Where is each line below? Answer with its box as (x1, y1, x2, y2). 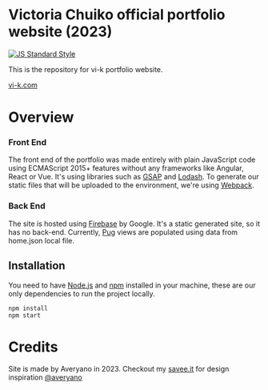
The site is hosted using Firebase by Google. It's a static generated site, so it (8, 219, 261, 228)
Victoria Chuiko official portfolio (8, 6, 226, 24)
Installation (8, 259, 66, 273)
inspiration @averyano (8, 372, 82, 382)
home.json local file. (8, 235, 74, 245)
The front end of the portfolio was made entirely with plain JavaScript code (8, 155, 256, 165)
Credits (8, 338, 58, 356)
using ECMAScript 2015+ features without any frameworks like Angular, (8, 163, 244, 173)
